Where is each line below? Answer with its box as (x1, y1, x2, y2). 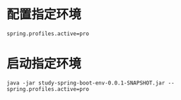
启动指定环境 (6, 56, 82, 72)
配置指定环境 (6, 6, 82, 23)
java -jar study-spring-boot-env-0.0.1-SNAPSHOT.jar (6, 79, 165, 87)
